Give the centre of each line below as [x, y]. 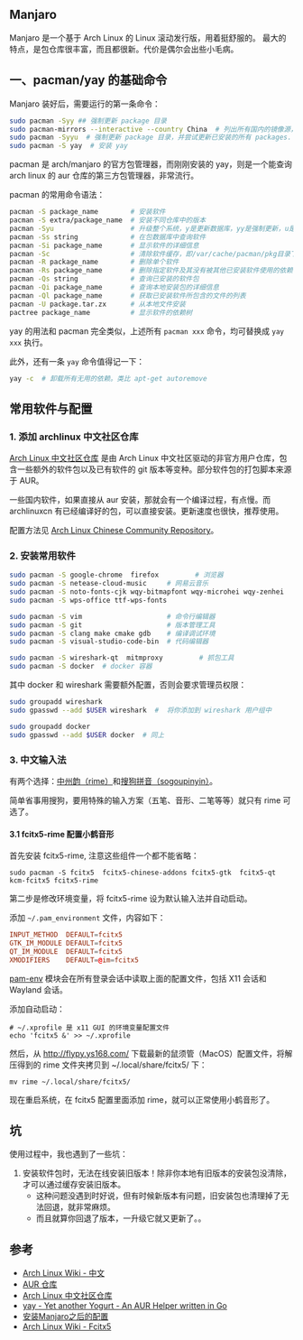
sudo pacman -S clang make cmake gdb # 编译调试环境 [112, 633]
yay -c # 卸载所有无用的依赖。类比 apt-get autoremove [108, 378]
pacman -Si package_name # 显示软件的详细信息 [105, 245]
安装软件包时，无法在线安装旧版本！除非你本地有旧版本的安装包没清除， [156, 1173]
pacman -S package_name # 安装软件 [87, 212]
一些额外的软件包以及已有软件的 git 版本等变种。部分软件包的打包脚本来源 [154, 469]
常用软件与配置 [51, 408]
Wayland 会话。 [38, 989]
